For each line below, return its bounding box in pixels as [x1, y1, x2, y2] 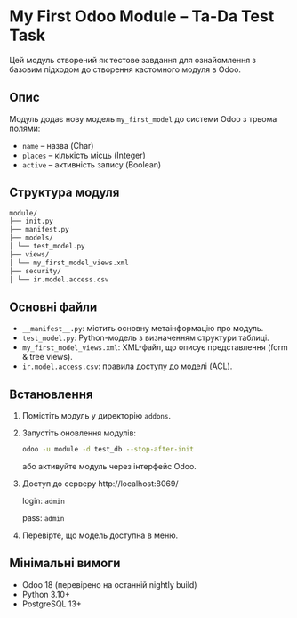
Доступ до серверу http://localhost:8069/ [21, 478, 179, 489]
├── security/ [9, 266, 62, 275]
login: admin [21, 495, 65, 506]
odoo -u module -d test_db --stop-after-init [21, 445, 194, 454]
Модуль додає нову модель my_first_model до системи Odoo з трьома [9, 113, 277, 124]
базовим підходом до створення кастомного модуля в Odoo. [9, 64, 242, 75]
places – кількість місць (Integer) [21, 150, 147, 160]
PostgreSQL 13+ [21, 598, 82, 609]
